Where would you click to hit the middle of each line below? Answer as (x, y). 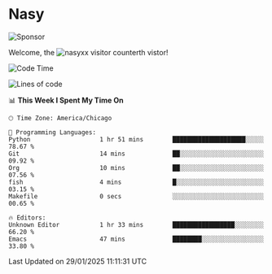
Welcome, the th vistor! (88, 52)
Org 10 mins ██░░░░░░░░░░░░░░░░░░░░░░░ (136, 167)
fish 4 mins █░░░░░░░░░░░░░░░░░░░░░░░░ (136, 182)
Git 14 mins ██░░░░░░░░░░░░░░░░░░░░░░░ (136, 154)
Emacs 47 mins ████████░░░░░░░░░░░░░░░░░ (136, 239)
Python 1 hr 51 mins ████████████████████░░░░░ (136, 139)
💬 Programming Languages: (52, 132)
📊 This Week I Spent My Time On (66, 100)
